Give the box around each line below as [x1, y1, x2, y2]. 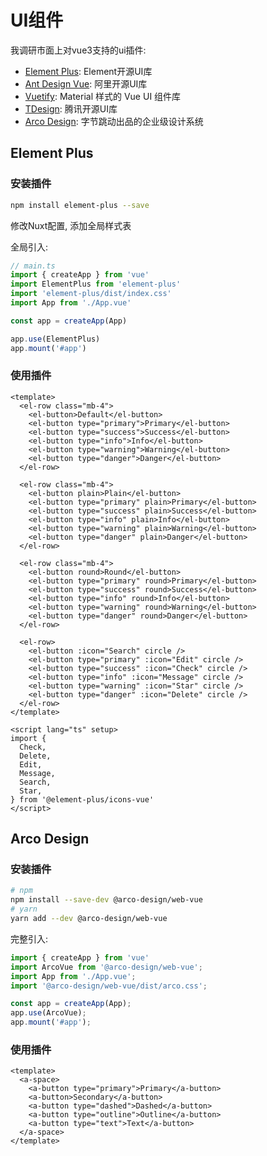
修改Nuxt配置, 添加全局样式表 [10, 219, 132, 231]
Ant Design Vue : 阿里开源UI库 [24, 77, 148, 90]
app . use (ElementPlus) [10, 334, 101, 344]
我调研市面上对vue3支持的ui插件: [10, 44, 147, 56]
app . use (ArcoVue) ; [10, 1008, 87, 1018]
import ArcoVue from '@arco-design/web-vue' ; [10, 962, 203, 972]
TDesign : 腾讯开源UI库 [24, 102, 118, 115]
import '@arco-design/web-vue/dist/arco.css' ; [10, 981, 208, 991]
